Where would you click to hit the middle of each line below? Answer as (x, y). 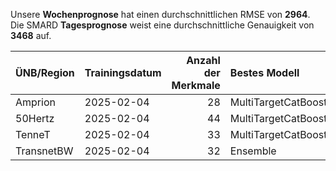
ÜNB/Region (45, 72)
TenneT (33, 134)
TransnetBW (44, 151)
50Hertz (35, 118)
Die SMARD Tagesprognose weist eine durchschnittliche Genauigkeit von (162, 25)
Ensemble (253, 151)
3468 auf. (31, 35)
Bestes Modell (264, 72)
